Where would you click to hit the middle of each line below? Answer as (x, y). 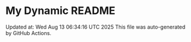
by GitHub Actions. (28, 33)
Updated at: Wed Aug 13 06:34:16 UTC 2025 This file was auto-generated (96, 27)
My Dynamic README (61, 11)
